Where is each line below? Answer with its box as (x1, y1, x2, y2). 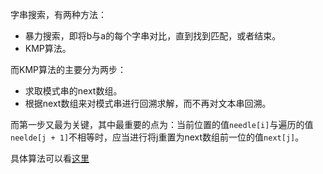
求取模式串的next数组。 (24, 85, 123, 97)
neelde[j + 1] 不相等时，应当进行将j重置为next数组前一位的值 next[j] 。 (10, 131, 305, 143)
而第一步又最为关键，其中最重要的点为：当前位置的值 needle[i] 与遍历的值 (10, 119, 314, 130)
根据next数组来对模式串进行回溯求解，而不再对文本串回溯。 (24, 98, 272, 109)
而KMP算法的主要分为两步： (10, 64, 127, 75)
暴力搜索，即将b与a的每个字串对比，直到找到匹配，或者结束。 (24, 30, 282, 42)
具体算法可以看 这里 (10, 153, 90, 164)
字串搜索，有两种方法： (10, 9, 107, 20)
